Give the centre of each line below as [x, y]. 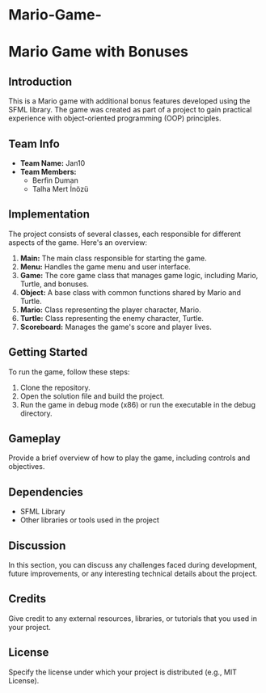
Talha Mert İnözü [60, 189]
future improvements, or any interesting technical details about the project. [133, 574]
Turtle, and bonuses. [54, 284]
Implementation [49, 215]
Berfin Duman [55, 180]
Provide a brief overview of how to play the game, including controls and [129, 458]
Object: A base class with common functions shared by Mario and [130, 292]
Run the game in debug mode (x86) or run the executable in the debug [138, 404]
